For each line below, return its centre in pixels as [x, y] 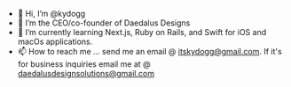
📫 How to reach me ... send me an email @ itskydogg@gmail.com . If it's [149, 51]
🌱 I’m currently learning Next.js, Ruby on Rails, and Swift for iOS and [142, 32]
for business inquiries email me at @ [84, 64]
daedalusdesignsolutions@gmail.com [86, 73]
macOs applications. [55, 41]
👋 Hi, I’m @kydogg [51, 14]
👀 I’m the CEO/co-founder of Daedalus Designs [104, 23]
